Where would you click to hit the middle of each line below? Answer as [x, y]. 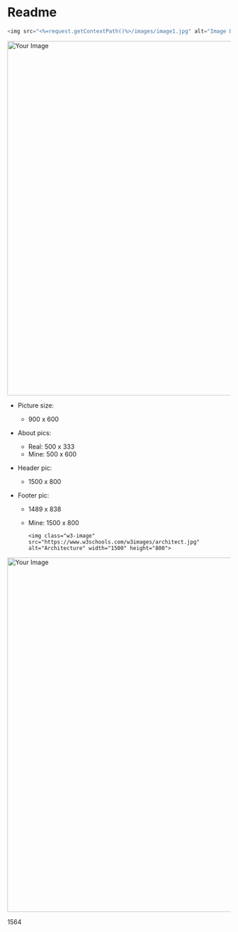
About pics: [34, 432]
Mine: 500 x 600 [52, 454]
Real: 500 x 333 [51, 447]
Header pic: [35, 468]
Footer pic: [33, 495]
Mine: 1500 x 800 [53, 522]
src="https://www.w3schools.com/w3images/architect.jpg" [114, 542]
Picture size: [36, 405]
